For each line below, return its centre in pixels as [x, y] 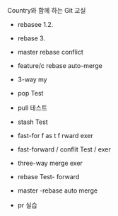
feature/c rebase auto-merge [60, 66]
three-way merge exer [50, 163]
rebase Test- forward [48, 177]
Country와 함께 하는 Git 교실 [47, 10]
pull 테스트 [33, 108]
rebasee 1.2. [35, 24]
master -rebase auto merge [57, 191]
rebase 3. [31, 38]
